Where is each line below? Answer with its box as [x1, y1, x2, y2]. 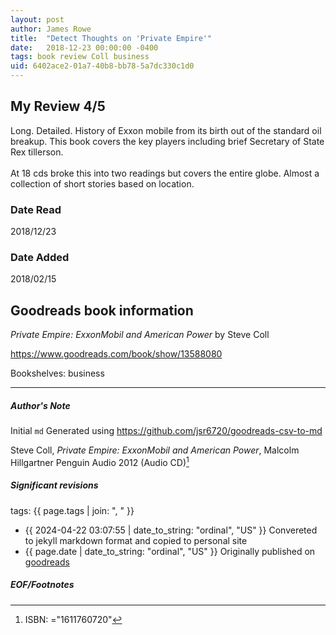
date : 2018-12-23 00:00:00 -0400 [10, 42, 159, 53]
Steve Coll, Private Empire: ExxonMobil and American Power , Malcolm [10, 444, 300, 456]
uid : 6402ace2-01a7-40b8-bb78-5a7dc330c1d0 [10, 61, 195, 71]
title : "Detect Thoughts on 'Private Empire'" [10, 33, 213, 43]
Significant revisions [10, 479, 99, 491]
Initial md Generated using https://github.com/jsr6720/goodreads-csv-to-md [10, 425, 323, 437]
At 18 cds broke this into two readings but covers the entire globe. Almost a [10, 167, 320, 179]
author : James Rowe [10, 24, 92, 34]
